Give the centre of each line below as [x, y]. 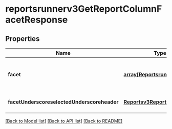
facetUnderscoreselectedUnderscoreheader [63, 102]
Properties [23, 39]
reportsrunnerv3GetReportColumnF [84, 9]
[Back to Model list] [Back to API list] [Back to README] [64, 121]
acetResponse [37, 20]
